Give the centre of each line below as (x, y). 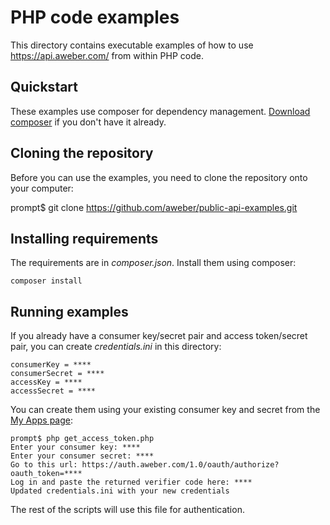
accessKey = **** (46, 382)
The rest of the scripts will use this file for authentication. (127, 510)
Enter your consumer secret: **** (82, 456)
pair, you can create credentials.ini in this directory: (116, 347)
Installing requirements (84, 238)
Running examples (69, 311)
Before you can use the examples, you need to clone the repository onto (159, 177)
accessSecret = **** (53, 391)
